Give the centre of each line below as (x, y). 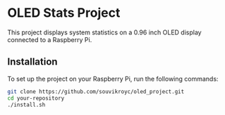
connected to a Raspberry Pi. (50, 39)
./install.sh (26, 104)
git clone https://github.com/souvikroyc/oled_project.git (96, 92)
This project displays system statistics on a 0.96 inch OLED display (105, 32)
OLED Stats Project (64, 13)
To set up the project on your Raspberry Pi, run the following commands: (113, 79)
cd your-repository (36, 98)
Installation (32, 62)
